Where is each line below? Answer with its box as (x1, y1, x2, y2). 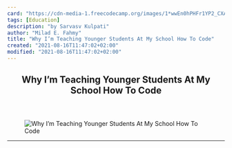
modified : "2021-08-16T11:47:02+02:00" (7, 49, 122, 56)
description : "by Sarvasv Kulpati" (7, 23, 110, 30)
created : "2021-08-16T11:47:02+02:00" (7, 42, 119, 49)
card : (7, 10, 23, 17)
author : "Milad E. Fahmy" (7, 29, 81, 36)
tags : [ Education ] (7, 17, 60, 23)
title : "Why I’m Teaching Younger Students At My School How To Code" (7, 36, 215, 43)
